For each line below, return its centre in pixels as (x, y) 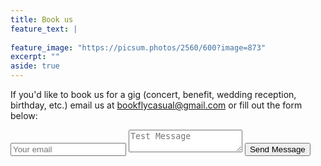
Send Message (277, 149)
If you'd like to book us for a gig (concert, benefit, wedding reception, (153, 94)
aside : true (35, 66)
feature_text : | (44, 29)
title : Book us (42, 19)
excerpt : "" (35, 57)
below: (24, 115)
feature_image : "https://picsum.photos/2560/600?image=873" (138, 47)
